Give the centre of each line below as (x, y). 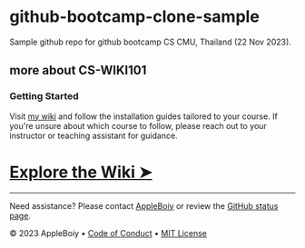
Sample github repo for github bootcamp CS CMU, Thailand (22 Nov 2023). (151, 42)
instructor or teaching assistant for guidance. (94, 135)
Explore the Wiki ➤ (81, 172)
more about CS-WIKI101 (78, 70)
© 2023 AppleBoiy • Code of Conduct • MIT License (108, 233)
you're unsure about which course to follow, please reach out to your (138, 125)
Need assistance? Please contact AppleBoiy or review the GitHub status (144, 205)
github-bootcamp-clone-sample (135, 17)
